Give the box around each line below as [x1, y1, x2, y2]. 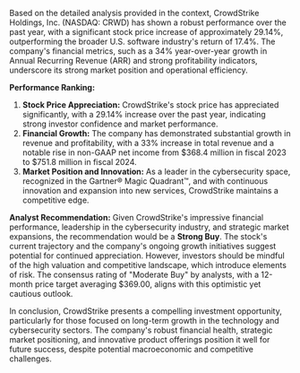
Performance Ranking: [9, 82, 96, 92]
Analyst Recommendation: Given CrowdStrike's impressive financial [9, 213, 264, 222]
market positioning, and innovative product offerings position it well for [9, 334, 270, 344]
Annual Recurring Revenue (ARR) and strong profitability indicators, [9, 56, 258, 65]
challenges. [9, 353, 52, 364]
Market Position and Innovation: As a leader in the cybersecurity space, [21, 166, 291, 177]
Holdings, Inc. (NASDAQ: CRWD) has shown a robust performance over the [9, 17, 287, 28]
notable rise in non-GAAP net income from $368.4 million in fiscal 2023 [21, 147, 287, 158]
